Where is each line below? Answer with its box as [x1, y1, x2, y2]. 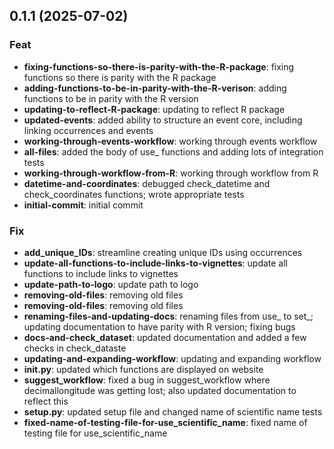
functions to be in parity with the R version [23, 92, 199, 104]
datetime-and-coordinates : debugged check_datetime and [23, 177, 271, 189]
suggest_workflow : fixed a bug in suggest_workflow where [23, 374, 271, 386]
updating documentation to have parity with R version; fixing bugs [23, 320, 296, 333]
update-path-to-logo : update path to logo [23, 278, 199, 290]
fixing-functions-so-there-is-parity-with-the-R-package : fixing [23, 60, 295, 73]
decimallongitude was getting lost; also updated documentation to [23, 384, 297, 396]
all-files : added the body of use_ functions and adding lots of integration [23, 145, 324, 158]
